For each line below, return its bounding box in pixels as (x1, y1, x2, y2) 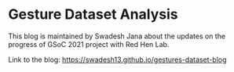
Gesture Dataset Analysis (8, 5, 178, 23)
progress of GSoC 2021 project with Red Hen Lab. (8, 39, 170, 49)
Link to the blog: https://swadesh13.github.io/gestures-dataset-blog (8, 55, 227, 64)
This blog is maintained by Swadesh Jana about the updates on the (8, 31, 226, 41)
